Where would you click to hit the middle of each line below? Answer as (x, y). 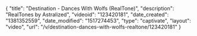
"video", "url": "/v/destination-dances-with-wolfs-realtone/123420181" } (93, 27)
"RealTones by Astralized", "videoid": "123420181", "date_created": (87, 15)
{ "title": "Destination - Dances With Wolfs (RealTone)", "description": (90, 8)
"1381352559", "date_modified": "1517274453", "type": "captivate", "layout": (98, 21)
